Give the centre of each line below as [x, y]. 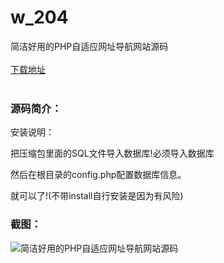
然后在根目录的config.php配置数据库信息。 [98, 175]
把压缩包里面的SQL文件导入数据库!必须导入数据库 [112, 153]
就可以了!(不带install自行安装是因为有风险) [97, 196]
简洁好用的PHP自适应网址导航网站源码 [89, 46]
